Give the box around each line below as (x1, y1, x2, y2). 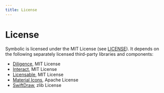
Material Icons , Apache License (12, 76, 78, 83)
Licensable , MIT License (12, 71, 64, 77)
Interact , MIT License (12, 66, 57, 72)
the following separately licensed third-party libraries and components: (5, 51, 153, 57)
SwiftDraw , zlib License (12, 82, 62, 88)
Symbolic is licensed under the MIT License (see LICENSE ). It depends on (5, 46, 159, 52)
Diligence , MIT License (12, 61, 61, 67)
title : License (5, 7, 37, 13)
